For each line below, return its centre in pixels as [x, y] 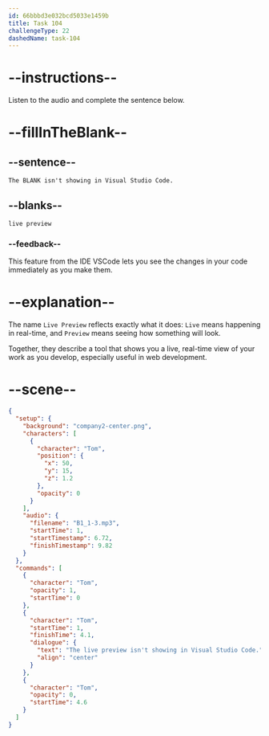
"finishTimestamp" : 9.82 [71, 546]
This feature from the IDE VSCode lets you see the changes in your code [128, 261]
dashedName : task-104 [44, 38]
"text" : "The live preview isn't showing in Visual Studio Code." [150, 650]
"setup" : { [34, 419]
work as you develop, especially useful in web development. [108, 358]
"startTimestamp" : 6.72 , [71, 538]
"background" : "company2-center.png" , [87, 426]
